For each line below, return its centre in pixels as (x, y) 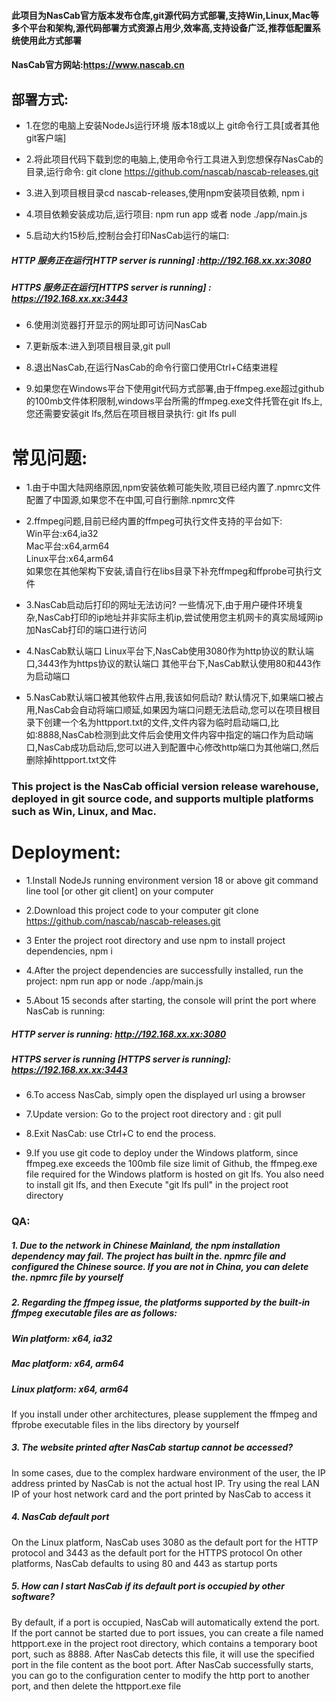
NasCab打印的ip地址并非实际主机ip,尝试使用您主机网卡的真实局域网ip (180, 617)
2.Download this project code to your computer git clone (142, 911)
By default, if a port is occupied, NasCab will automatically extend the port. (166, 1622)
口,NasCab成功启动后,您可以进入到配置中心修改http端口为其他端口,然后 (172, 747)
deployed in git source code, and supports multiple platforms (162, 799)
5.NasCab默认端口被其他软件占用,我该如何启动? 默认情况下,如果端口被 (170, 697)
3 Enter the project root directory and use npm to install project (155, 941)
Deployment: (66, 852)
